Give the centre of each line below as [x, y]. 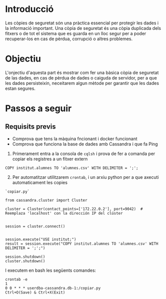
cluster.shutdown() [25, 261]
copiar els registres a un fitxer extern [50, 159]
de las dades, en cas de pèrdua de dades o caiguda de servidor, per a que [81, 77]
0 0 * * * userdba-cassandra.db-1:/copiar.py [53, 288]
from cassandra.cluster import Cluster [46, 200]
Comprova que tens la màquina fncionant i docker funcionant [75, 139]
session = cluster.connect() [35, 226]
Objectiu [23, 59]
